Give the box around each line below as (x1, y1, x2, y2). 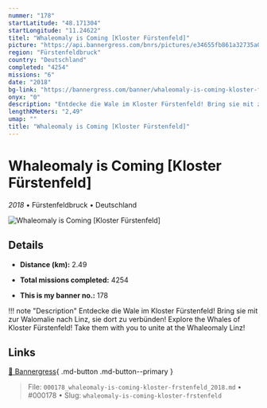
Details (8, 239, 44, 252)
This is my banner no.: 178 (19, 290, 109, 300)
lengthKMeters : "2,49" (8, 108, 83, 116)
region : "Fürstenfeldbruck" (8, 49, 102, 56)
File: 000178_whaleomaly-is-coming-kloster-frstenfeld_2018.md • (27, 383, 242, 392)
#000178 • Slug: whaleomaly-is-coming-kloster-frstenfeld (27, 391, 222, 400)
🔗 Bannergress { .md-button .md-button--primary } (8, 367, 173, 376)
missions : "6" (8, 71, 56, 79)
